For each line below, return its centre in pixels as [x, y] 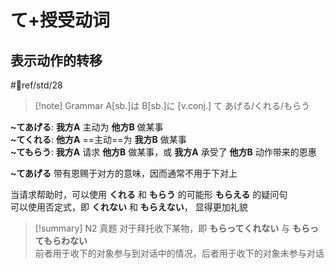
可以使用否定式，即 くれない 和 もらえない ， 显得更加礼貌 [129, 207]
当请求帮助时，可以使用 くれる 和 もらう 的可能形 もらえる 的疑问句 [149, 194]
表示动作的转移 [56, 60]
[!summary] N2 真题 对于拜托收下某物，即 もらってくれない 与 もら [172, 228]
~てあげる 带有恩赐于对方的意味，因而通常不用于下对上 [124, 173]
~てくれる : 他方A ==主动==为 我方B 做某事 [98, 139]
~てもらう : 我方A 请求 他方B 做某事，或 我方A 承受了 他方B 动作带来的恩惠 [163, 152]
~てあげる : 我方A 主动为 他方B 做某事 [87, 127]
